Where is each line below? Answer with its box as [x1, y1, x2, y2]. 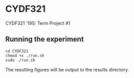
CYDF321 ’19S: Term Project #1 [5, 20, 71, 26]
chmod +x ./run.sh [5, 53, 44, 58]
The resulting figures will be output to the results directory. [5, 66, 129, 72]
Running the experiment [5, 35, 84, 44]
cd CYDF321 [5, 48, 29, 54]
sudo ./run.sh [5, 57, 36, 63]
